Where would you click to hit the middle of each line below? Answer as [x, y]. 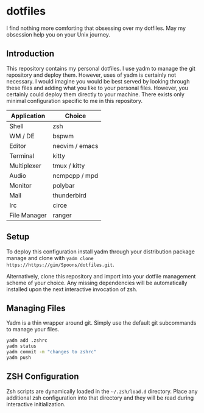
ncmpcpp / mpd [76, 175]
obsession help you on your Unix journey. [58, 34]
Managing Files [36, 308]
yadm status [21, 346]
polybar [64, 185]
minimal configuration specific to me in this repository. [75, 101]
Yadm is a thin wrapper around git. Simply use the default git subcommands [101, 323]
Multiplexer [25, 166]
